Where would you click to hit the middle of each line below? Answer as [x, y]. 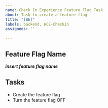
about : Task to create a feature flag [46, 15]
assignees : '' [20, 29]
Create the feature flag [36, 94]
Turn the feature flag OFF [39, 100]
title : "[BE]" [20, 19]
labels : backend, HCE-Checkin [37, 24]
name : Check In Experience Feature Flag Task [54, 10]
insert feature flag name [32, 66]
